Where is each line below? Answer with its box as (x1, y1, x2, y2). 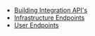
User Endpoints (13, 21, 59, 29)
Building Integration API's (13, 6, 88, 14)
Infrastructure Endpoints (13, 13, 85, 22)
